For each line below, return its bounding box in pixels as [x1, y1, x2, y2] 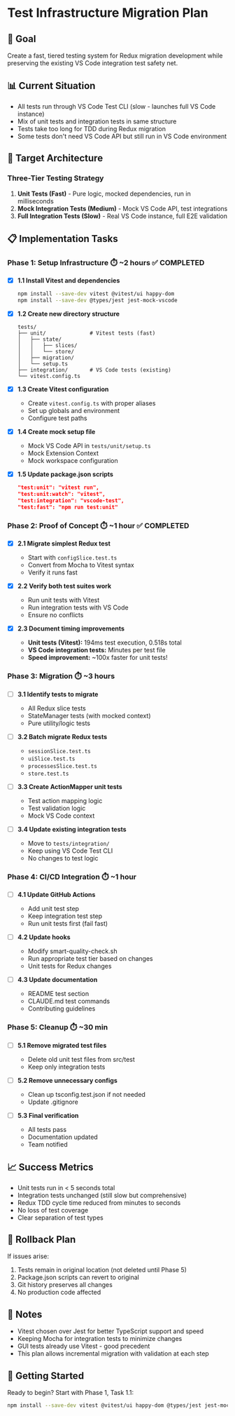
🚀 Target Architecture [7, 152, 104, 164]
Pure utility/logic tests [27, 719, 91, 727]
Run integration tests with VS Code [27, 603, 129, 612]
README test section [27, 990, 90, 998]
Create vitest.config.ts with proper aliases [27, 399, 156, 407]
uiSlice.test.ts [27, 755, 76, 762]
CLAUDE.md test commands [27, 997, 111, 1006]
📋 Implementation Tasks [7, 233, 118, 245]
